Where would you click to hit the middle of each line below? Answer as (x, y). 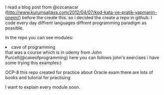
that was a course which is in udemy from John (54, 52)
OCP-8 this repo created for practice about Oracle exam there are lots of (79, 72)
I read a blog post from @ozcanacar (42, 7)
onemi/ (12, 17)
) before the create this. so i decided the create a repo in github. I (85, 17)
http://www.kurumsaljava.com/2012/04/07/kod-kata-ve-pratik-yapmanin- (82, 12)
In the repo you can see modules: (39, 37)
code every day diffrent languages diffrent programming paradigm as (76, 23)
